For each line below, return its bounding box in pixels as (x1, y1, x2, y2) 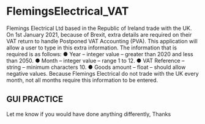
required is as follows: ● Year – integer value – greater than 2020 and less (6, 50, 194, 57)
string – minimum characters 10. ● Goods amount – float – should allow (6, 63, 186, 71)
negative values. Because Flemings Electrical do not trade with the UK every (6, 70, 199, 77)
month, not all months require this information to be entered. (6, 76, 158, 84)
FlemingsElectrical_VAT (6, 4, 129, 18)
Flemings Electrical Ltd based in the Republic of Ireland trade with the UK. (6, 24, 192, 32)
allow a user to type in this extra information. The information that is (6, 44, 177, 51)
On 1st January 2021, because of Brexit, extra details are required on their (6, 31, 192, 38)
